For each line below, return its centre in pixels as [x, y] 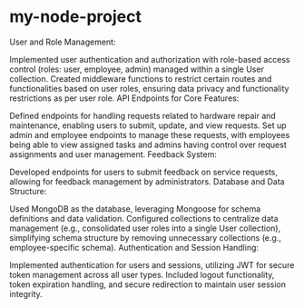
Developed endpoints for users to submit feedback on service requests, [144, 172]
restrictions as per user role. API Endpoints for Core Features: [124, 98]
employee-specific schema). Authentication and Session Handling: [134, 247]
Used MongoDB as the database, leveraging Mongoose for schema [135, 209]
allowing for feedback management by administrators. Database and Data [147, 181]
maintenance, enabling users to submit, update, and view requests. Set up [148, 125]
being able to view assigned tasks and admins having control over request [148, 144]
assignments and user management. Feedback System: [113, 154]
